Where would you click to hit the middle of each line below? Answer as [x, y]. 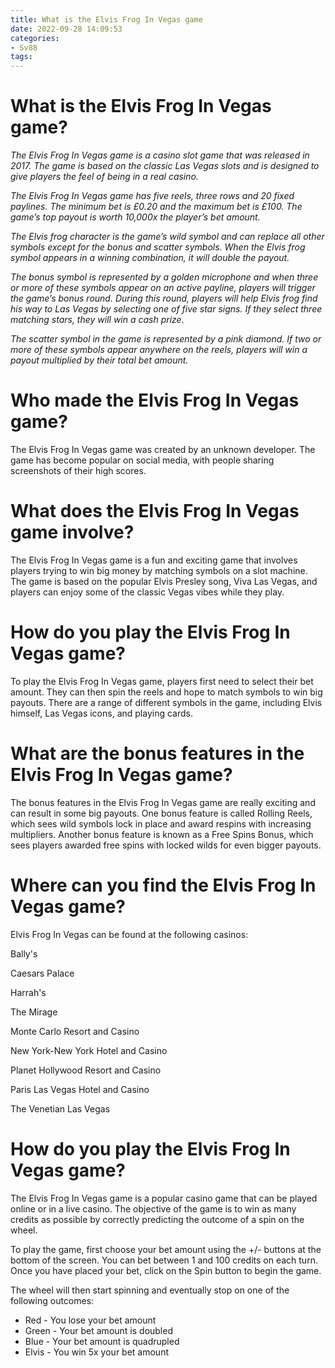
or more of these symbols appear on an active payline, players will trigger [163, 288]
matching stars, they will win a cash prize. [97, 320]
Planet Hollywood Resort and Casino [86, 1070]
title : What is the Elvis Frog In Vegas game [106, 19]
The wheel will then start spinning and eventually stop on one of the [150, 1290]
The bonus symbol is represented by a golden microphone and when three [164, 277]
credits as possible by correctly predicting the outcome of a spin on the [157, 1219]
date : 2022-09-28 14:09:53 [66, 29]
